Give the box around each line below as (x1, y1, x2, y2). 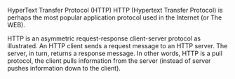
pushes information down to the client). (7, 64, 121, 72)
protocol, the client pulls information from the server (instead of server (7, 57, 211, 65)
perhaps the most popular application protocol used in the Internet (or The (7, 13, 222, 22)
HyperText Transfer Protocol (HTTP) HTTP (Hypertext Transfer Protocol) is (7, 6, 223, 14)
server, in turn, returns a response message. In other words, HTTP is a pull (7, 49, 223, 57)
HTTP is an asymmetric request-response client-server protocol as (7, 34, 201, 43)
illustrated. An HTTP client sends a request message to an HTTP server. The (7, 42, 228, 50)
